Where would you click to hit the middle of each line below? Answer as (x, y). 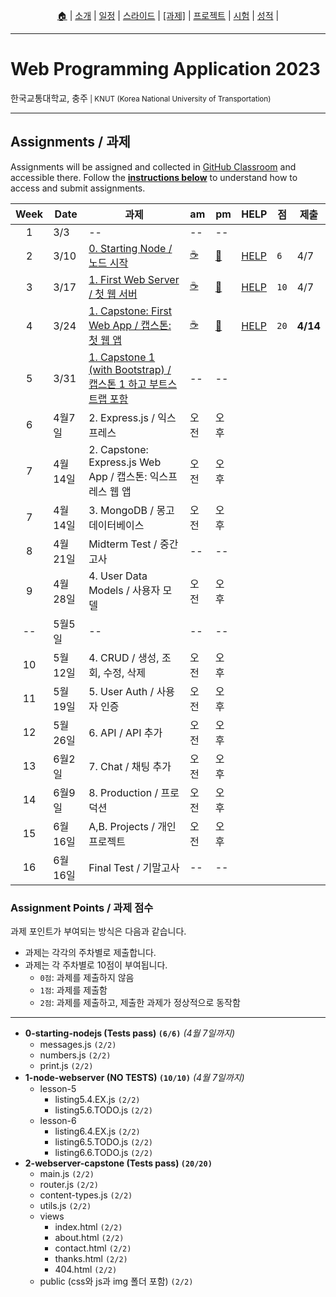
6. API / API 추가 (125, 732)
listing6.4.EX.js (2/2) (97, 1131)
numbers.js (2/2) (75, 1055)
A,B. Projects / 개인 (132, 826)
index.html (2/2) (88, 1227)
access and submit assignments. (78, 188)
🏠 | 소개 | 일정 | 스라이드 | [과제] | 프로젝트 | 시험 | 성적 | (168, 15)
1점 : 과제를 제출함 (73, 990)
